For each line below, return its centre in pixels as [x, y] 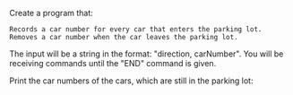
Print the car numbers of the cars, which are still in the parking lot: [131, 81]
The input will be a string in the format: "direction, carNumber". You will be [146, 54]
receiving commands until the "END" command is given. [113, 63]
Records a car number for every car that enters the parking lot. [136, 30]
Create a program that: [52, 13]
